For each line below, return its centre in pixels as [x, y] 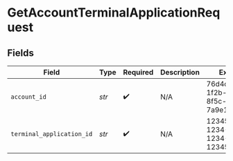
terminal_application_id [52, 134]
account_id [28, 97]
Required [138, 72]
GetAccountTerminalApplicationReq [114, 13]
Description [180, 72]
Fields [21, 53]
